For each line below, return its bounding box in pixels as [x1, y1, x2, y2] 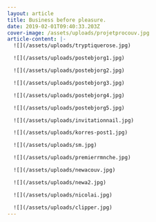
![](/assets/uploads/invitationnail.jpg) [13, 117, 135, 124]
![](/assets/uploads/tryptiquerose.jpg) [13, 42, 131, 49]
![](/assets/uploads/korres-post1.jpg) [13, 129, 128, 137]
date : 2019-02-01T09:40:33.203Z [7, 23, 100, 30]
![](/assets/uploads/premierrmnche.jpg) [13, 154, 131, 161]
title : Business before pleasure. [7, 17, 107, 23]
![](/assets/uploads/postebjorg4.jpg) [13, 92, 126, 99]
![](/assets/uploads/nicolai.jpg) [13, 191, 113, 199]
